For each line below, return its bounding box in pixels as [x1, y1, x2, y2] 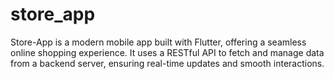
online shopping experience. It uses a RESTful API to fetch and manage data [10, 46, 325, 58]
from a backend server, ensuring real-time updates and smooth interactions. [10, 57, 325, 69]
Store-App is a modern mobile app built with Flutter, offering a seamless [10, 36, 307, 48]
